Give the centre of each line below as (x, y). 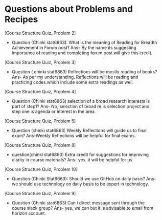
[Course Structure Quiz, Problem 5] (40, 121)
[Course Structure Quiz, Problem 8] (40, 145)
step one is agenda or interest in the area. (54, 111)
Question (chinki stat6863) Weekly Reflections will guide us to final (79, 130)
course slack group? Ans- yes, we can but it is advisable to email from (82, 208)
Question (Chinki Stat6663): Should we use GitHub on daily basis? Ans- (84, 178)
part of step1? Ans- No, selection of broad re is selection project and (81, 106)
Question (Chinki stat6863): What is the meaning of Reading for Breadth (84, 42)
